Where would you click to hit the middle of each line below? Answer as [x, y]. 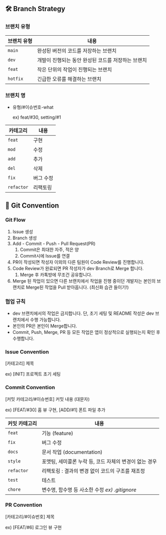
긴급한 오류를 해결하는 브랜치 [69, 79]
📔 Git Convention [32, 206]
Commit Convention [30, 388]
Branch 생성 [25, 238]
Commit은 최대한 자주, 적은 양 [49, 249]
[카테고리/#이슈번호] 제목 [30, 516]
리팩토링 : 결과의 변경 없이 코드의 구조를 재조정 [94, 471]
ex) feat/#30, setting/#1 [37, 117]
